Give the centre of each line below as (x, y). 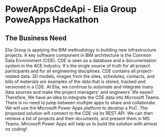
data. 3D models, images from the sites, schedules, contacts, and (88, 76)
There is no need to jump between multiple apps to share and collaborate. (81, 103)
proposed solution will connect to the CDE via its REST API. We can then (79, 113)
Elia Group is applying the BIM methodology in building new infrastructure (81, 50)
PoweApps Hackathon (52, 20)
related (12, 76)
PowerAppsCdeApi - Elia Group (71, 9)
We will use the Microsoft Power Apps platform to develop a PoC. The (77, 108)
